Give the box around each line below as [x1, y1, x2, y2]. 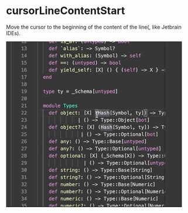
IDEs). [6, 29, 20, 36]
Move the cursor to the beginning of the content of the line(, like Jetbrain [6, 23, 182, 30]
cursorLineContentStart [6, 4, 125, 18]
